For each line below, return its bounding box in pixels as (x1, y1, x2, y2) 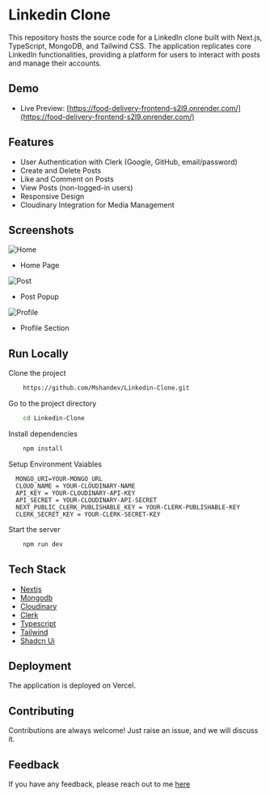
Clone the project (8, 369, 66, 378)
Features (8, 135, 54, 149)
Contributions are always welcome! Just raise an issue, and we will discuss (8, 726, 259, 735)
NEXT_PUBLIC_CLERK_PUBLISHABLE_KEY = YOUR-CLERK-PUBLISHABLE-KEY (15, 503, 241, 511)
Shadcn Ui (19, 636, 55, 646)
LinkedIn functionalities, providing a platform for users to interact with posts (8, 49, 260, 59)
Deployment (8, 658, 72, 673)
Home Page (19, 261, 60, 271)
